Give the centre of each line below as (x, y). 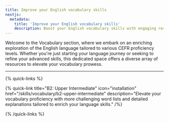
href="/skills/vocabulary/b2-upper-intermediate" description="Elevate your (83, 94)
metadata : (20, 19)
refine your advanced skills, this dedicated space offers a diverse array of (82, 59)
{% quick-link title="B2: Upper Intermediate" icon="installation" (71, 88)
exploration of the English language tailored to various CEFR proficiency (80, 48)
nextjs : (13, 15)
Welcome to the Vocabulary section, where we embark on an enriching (79, 43)
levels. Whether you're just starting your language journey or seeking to (79, 54)
